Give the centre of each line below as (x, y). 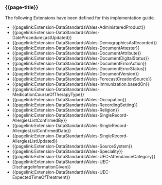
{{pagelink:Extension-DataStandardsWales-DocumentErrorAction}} (79, 64)
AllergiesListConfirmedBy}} (39, 120)
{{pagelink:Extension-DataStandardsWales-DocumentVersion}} (76, 74)
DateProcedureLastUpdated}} (42, 37)
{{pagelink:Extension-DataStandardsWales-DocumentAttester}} (76, 48)
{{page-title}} (22, 7)
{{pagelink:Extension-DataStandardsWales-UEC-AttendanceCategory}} (84, 157)
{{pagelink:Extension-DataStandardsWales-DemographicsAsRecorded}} (84, 43)
